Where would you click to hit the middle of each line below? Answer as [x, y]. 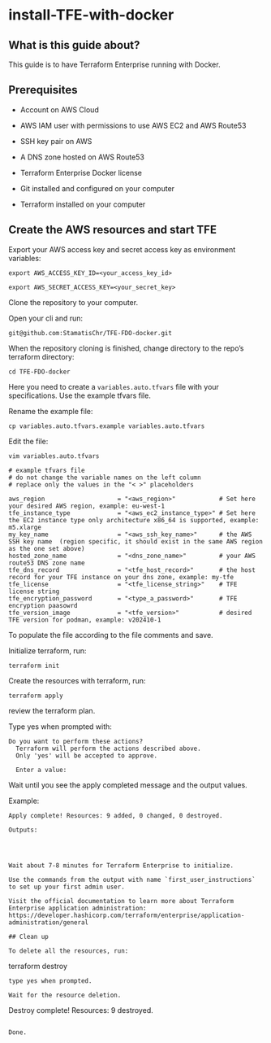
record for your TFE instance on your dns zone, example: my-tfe [121, 577]
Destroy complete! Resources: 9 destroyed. [81, 1010]
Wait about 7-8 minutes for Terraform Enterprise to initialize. [121, 865]
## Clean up [28, 936]
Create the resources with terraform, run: [77, 680]
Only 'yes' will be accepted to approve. [87, 755]
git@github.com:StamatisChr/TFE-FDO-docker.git [90, 333]
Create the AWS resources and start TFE [113, 230]
